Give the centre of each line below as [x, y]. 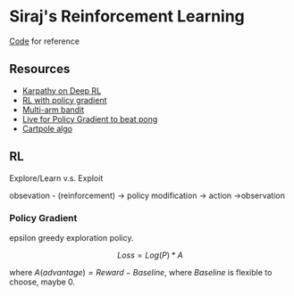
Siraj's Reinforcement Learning [127, 16]
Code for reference [45, 41]
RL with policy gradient [64, 100]
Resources [40, 69]
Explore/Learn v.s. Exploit [56, 178]
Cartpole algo [47, 128]
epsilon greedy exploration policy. [71, 237]
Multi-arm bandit [53, 110]
